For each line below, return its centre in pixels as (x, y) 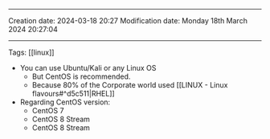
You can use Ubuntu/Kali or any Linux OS (88, 68)
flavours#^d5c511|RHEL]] (73, 94)
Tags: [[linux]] (31, 52)
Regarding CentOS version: (65, 102)
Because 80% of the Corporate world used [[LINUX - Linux (130, 85)
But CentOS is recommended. (81, 76)
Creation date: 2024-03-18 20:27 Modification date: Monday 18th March (128, 20)
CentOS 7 (48, 110)
